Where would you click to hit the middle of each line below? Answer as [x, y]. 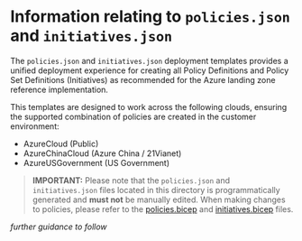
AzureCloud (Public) [61, 144]
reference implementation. [59, 89]
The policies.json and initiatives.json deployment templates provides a [150, 60]
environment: [35, 126]
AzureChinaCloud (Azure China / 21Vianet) [102, 153]
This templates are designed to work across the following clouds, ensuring [149, 107]
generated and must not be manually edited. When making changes [159, 199]
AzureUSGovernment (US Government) [96, 162]
